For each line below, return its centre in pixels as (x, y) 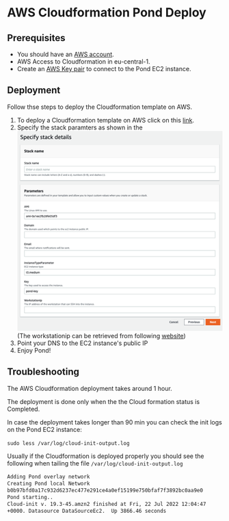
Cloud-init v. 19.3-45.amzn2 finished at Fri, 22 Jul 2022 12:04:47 (107, 504)
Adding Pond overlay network (49, 476)
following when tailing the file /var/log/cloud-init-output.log (95, 463)
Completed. (24, 409)
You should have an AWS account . (65, 54)
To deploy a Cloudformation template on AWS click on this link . (106, 120)
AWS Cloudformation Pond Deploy (107, 13)
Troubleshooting (43, 372)
